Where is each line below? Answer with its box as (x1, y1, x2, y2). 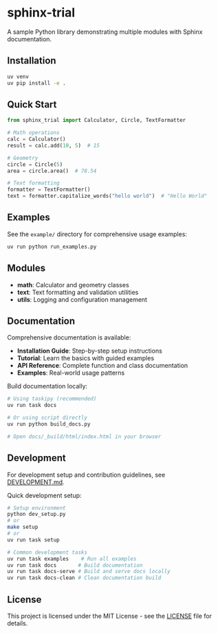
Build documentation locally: (7, 382, 88, 391)
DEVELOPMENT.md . (7, 477, 65, 486)
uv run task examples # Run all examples (7, 555, 137, 562)
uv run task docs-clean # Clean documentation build (7, 574, 162, 581)
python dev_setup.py (7, 511, 67, 518)
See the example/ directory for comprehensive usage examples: (7, 229, 188, 238)
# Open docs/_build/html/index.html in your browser (7, 433, 162, 440)
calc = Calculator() (7, 136, 67, 143)
